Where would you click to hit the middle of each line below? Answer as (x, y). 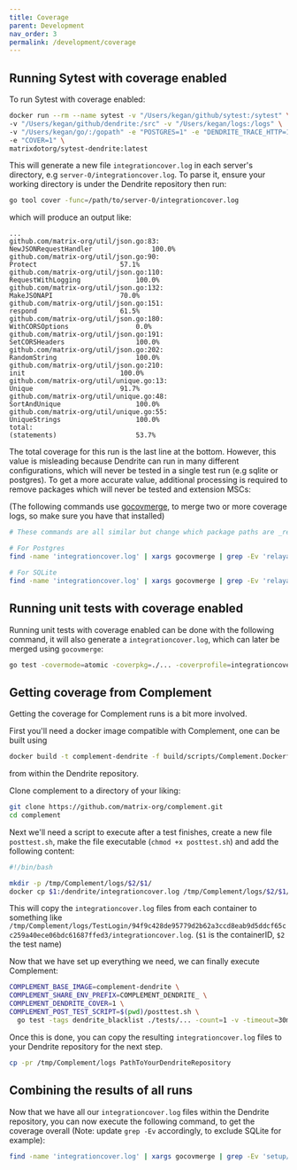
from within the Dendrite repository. (74, 774)
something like (36, 917)
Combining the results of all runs (101, 1091)
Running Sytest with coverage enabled (118, 78)
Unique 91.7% (75, 389)
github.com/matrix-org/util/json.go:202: (87, 350)
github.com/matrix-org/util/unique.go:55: (88, 412)
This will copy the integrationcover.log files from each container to (133, 909)
